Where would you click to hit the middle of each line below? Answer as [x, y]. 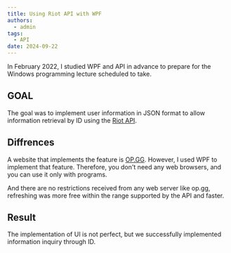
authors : [20, 20]
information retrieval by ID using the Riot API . [72, 120]
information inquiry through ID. [52, 242]
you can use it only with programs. [57, 174]
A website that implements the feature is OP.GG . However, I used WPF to [112, 160]
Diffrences [31, 142]
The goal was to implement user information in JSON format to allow [106, 112]
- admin [25, 27]
